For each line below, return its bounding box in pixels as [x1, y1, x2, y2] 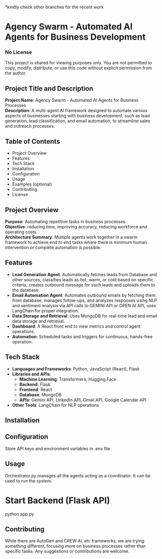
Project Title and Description [5, 84, 94, 93]
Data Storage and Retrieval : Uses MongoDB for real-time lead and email [12, 313, 158, 318]
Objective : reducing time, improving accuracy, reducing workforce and [5, 224, 147, 229]
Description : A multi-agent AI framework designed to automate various [5, 108, 148, 113]
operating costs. [5, 229, 38, 235]
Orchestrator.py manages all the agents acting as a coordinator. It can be [5, 472, 151, 479]
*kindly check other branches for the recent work [5, 4, 104, 10]
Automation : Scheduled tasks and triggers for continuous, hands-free [12, 334, 153, 339]
